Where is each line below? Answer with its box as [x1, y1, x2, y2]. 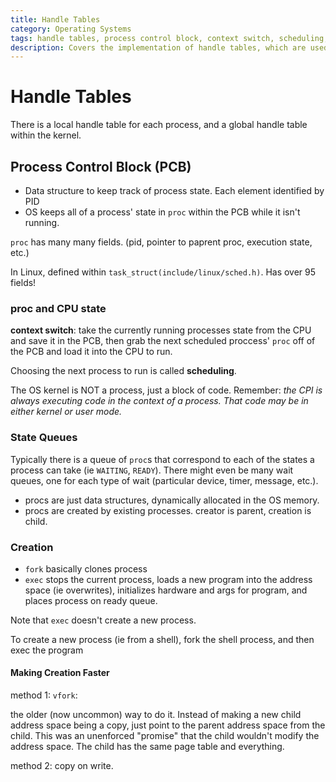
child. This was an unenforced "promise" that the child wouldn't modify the [10, 730, 320, 742]
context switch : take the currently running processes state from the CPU [10, 324, 312, 336]
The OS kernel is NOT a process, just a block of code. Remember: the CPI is [10, 384, 323, 396]
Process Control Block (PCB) [10, 158, 192, 175]
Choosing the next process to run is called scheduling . [10, 365, 237, 377]
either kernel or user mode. [10, 406, 123, 418]
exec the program [10, 644, 84, 656]
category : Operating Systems [10, 24, 132, 34]
